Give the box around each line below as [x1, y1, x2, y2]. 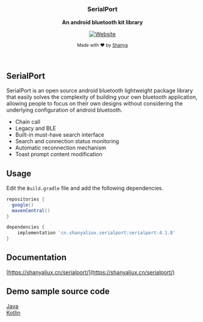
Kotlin [6, 309, 21, 316]
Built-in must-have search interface [15, 131, 105, 138]
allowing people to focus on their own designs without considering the [6, 100, 183, 107]
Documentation [6, 252, 67, 263]
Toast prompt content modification [15, 151, 102, 158]
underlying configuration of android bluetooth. [6, 106, 123, 114]
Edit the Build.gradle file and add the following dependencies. [6, 184, 163, 191]
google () [12, 202, 34, 208]
